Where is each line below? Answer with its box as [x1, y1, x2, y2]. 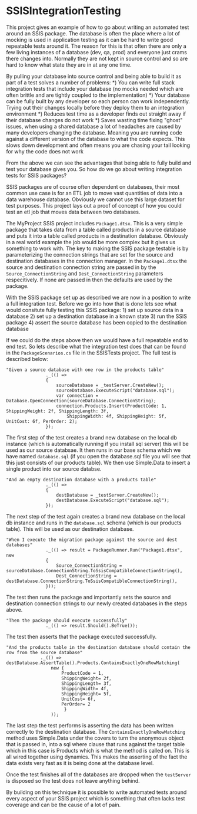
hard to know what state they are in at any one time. [6, 61, 132, 68]
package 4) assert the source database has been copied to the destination [6, 319, 187, 326]
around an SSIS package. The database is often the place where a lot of [6, 29, 181, 37]
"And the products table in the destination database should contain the [6, 644, 191, 650]
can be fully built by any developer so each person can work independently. [6, 97, 190, 104]
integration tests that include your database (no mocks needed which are [6, 85, 183, 92]
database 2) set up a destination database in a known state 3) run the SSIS [6, 313, 187, 320]
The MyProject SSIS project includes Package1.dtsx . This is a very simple [6, 219, 183, 227]
